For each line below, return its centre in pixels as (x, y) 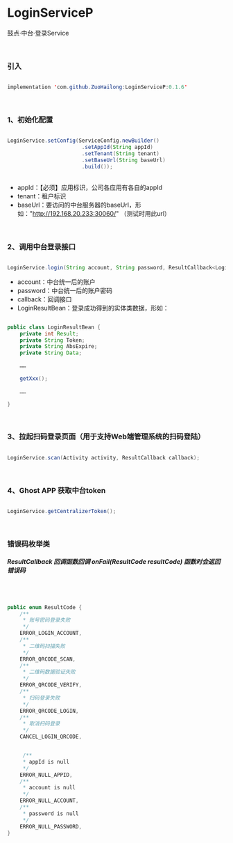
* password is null (51, 813)
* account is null (49, 788)
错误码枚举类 (29, 544)
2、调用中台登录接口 (42, 246)
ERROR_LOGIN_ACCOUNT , (51, 633)
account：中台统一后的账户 (56, 282)
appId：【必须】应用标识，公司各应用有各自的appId (90, 187)
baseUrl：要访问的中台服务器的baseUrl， (76, 205)
